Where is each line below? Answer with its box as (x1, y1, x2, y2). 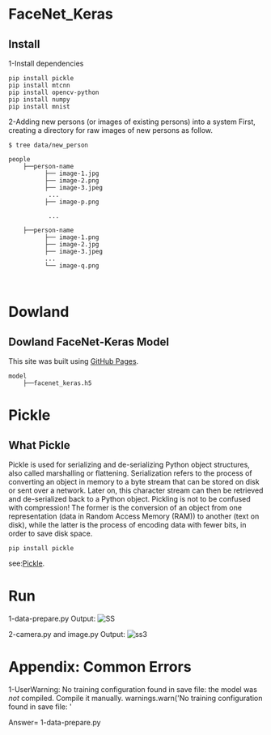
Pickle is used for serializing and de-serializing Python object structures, (8, 459, 251, 469)
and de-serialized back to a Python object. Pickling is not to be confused (8, 494, 251, 503)
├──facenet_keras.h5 (23, 379, 92, 387)
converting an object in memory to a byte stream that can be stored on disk (8, 477, 260, 486)
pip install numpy (8, 96, 70, 104)
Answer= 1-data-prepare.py (8, 717, 101, 727)
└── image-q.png (44, 262, 100, 270)
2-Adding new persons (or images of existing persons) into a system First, (8, 117, 256, 126)
